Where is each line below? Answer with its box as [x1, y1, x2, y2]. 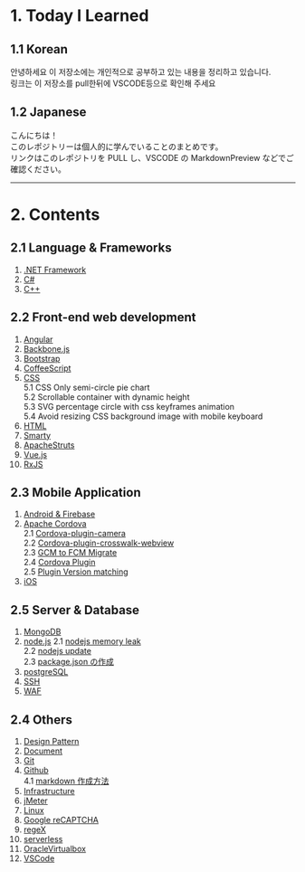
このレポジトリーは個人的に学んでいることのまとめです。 [10, 141, 224, 152]
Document [23, 745, 62, 756]
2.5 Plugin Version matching [23, 566, 129, 577]
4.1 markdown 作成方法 [23, 775, 110, 787]
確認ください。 [10, 164, 66, 175]
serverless [23, 834, 63, 845]
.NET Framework [23, 264, 87, 275]
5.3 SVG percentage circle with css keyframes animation [23, 401, 234, 412]
